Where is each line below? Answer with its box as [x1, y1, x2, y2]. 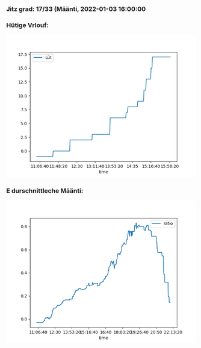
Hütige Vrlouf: [6, 20, 49, 29]
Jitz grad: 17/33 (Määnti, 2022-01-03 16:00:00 [6, 5, 146, 13]
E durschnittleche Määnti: [6, 187, 84, 195]
